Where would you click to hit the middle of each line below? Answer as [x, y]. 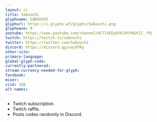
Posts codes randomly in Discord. [48, 114]
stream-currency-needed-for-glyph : [43, 71]
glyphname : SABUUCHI [27, 19]
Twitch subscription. [34, 103]
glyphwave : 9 [19, 29]
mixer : [12, 80]
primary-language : [24, 56]
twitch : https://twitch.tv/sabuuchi [44, 38]
